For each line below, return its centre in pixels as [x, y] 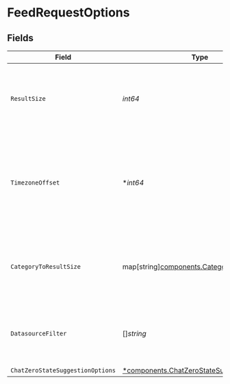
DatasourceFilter [39, 334]
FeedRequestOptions [68, 13]
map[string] [141, 267]
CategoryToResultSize [46, 266]
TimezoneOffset [35, 183]
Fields [21, 38]
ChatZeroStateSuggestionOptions [63, 371]
